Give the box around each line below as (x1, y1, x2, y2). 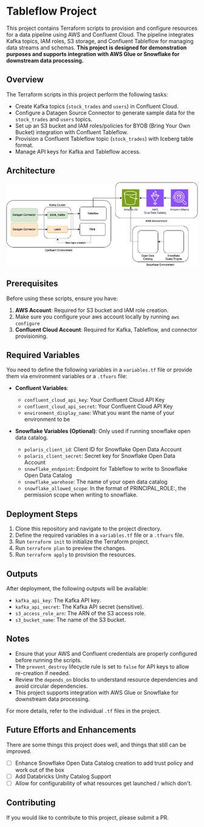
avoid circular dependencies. (15, 682, 88, 690)
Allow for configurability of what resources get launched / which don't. (15, 779, 192, 787)
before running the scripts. (15, 656, 82, 664)
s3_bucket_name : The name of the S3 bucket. (15, 616, 126, 623)
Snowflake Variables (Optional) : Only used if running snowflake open (15, 428, 191, 435)
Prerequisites (6, 279, 58, 289)
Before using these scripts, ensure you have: (6, 295, 118, 302)
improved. (6, 747, 32, 754)
